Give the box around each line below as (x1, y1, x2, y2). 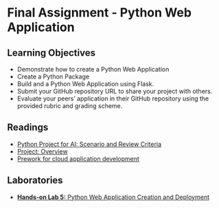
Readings (7, 122, 49, 134)
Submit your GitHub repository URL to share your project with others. (16, 87, 213, 95)
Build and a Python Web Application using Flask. (16, 80, 154, 87)
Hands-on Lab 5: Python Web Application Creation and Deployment (16, 193, 209, 201)
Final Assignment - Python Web (7, 5, 192, 21)
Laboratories (7, 174, 63, 187)
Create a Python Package (16, 72, 90, 81)
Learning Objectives (7, 47, 96, 59)
